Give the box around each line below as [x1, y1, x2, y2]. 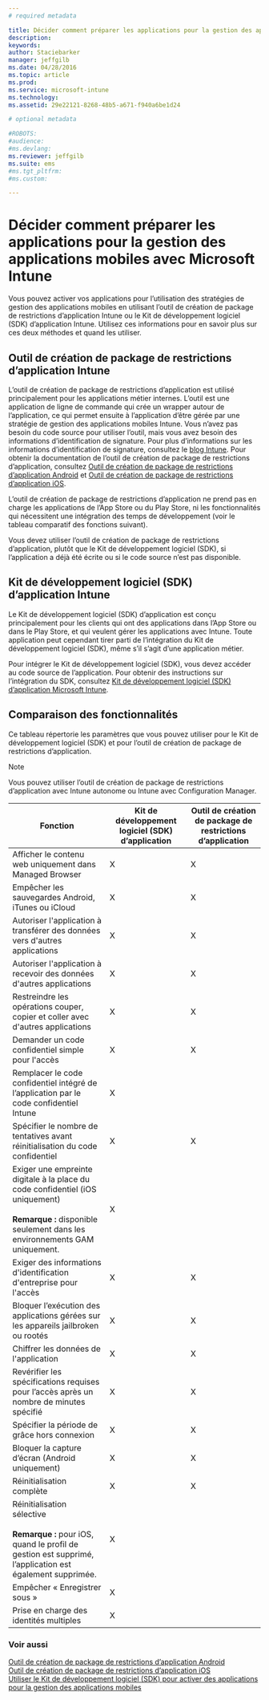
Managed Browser [12, 868, 82, 879]
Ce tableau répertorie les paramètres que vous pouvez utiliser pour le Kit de [8, 729, 259, 739]
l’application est [12, 1558, 72, 1569]
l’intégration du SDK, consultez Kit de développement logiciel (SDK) [8, 676, 231, 686]
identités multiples [12, 1614, 82, 1625]
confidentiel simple [12, 1044, 84, 1055]
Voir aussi [8, 1638, 48, 1649]
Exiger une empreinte [12, 1163, 94, 1175]
